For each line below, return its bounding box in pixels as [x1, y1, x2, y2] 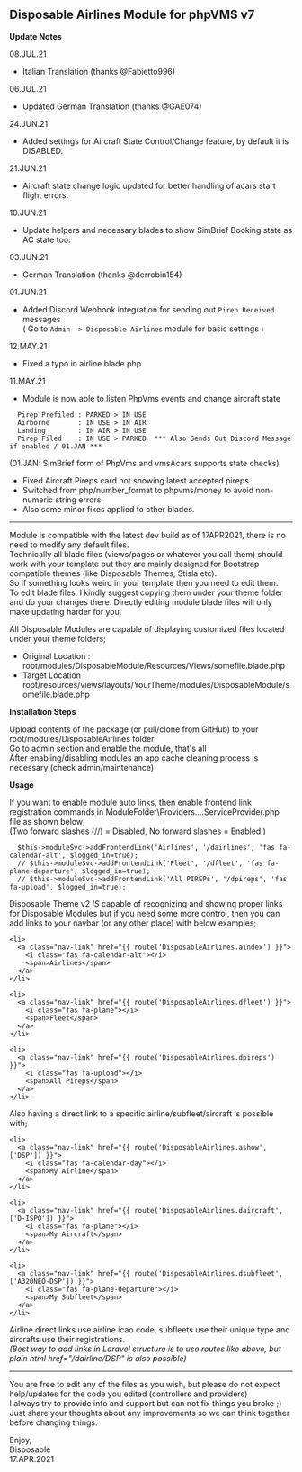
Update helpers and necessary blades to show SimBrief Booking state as [22, 224, 293, 235]
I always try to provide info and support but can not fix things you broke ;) [9, 1397, 282, 1408]
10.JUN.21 [9, 207, 47, 218]
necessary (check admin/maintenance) [9, 762, 155, 772]
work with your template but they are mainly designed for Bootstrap [9, 558, 260, 569]
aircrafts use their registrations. [9, 1333, 126, 1344]
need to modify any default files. [9, 539, 129, 550]
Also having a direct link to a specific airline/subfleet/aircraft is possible [9, 1107, 274, 1119]
